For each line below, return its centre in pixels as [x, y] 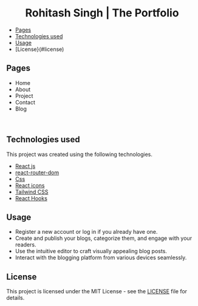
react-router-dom [37, 172]
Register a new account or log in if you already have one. [86, 232]
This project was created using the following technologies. [80, 154]
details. [15, 298]
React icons [30, 185]
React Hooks [31, 198]
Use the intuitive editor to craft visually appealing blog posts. [91, 251]
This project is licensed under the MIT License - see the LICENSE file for [97, 291]
